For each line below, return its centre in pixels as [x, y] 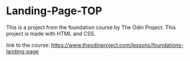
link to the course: [28, 45]
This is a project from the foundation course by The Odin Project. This [91, 27]
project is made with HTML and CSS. [51, 33]
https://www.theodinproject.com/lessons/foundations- [117, 45]
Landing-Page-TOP [54, 11]
